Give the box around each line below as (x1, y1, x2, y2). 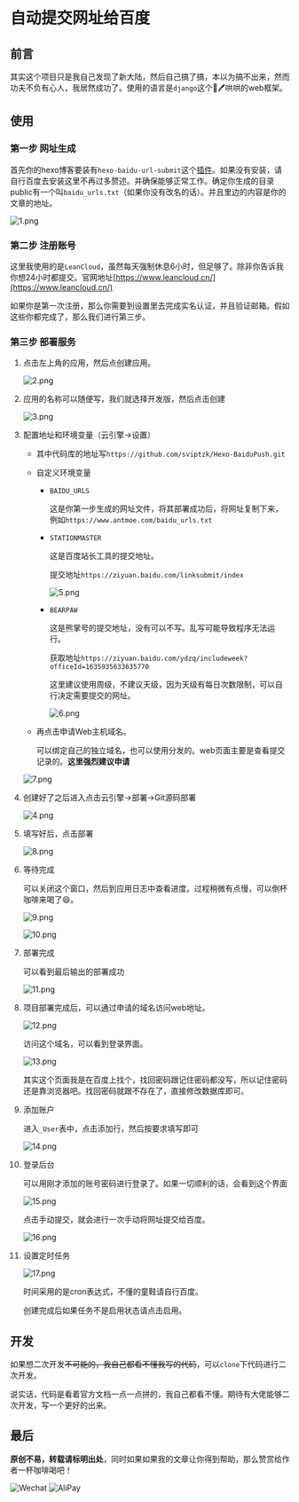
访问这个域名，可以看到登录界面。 (22, 1039, 148, 1050)
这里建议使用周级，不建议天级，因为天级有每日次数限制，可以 (49, 680, 276, 690)
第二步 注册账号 (10, 239, 76, 251)
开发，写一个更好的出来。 (17, 1400, 112, 1411)
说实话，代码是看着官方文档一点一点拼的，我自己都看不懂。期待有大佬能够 (10, 1389, 282, 1400)
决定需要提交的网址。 (57, 690, 136, 701)
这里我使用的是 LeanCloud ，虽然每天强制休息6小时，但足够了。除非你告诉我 (10, 261, 285, 271)
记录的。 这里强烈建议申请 (35, 756, 130, 767)
